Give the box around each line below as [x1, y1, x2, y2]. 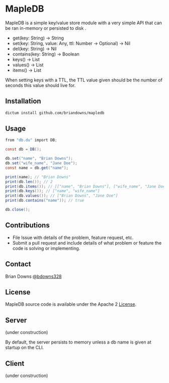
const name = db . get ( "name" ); [5, 165, 69, 170]
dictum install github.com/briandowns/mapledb [5, 110, 105, 115]
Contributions [5, 221, 50, 230]
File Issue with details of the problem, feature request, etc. [12, 234, 134, 241]
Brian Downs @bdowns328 [5, 273, 62, 279]
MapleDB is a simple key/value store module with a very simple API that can [5, 20, 162, 26]
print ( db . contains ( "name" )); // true [5, 198, 84, 203]
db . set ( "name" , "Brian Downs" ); [5, 156, 73, 161]
